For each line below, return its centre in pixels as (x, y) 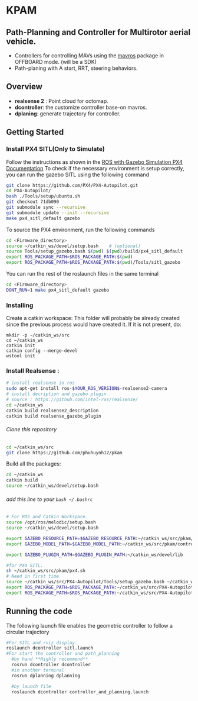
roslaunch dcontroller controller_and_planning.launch (80, 692)
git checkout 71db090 (33, 202)
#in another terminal (38, 670)
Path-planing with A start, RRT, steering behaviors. (76, 68)
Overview (24, 87)
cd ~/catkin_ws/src (30, 447)
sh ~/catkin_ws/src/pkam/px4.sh (46, 571)
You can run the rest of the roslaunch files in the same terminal (82, 274)
